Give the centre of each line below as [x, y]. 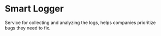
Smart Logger [34, 9]
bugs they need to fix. [28, 27]
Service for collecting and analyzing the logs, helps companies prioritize [80, 22]
